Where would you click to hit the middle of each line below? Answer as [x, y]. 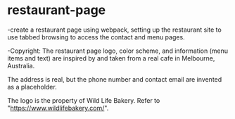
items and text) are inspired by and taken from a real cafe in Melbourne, [111, 58]
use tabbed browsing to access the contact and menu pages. [96, 37]
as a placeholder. [32, 87]
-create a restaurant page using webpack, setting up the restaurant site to [114, 30]
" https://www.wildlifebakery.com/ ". [58, 108]
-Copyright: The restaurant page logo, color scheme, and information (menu [118, 51]
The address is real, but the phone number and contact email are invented [115, 79]
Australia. [21, 65]
